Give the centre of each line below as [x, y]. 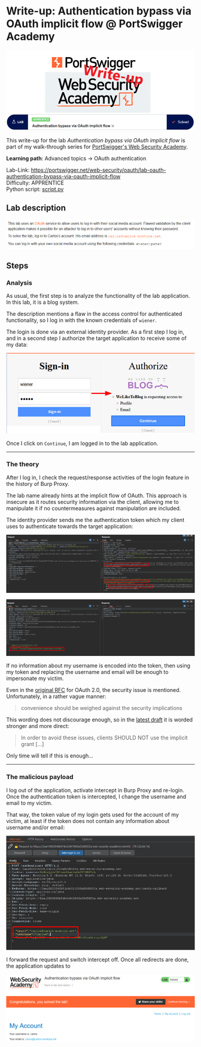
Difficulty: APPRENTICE [35, 183]
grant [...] [32, 744]
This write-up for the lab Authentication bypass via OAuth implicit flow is [96, 140]
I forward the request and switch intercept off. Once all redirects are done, [98, 960]
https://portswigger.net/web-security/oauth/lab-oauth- [98, 170]
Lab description [36, 208]
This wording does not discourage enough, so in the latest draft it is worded [100, 720]
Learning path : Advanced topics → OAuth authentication [76, 158]
